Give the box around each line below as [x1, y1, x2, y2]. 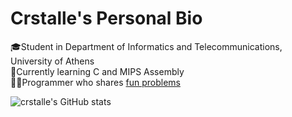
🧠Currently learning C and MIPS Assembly [10, 65, 185, 77]
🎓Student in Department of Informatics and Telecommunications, [10, 40, 283, 52]
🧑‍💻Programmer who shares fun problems [10, 76, 181, 88]
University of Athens [10, 55, 95, 67]
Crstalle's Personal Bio [10, 7, 203, 30]
